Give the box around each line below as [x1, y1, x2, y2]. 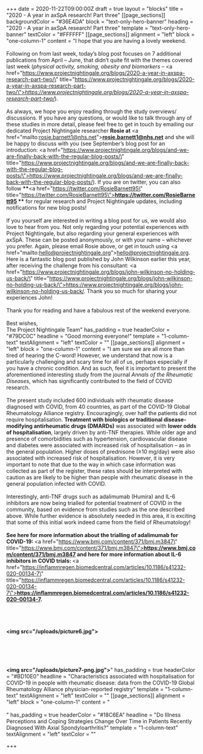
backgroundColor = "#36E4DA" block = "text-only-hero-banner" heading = [6, 18, 194, 25]
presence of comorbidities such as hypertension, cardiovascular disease [6, 435, 187, 442]
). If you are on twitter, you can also [92, 178, 181, 185]
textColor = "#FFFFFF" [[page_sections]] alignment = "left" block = [28, 31, 195, 38]
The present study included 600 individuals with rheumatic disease [6, 397, 174, 404]
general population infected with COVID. [6, 480, 107, 487]
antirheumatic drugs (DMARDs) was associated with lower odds [33, 422, 197, 430]
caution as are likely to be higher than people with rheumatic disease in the [6, 474, 193, 481]
